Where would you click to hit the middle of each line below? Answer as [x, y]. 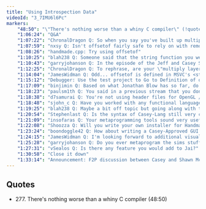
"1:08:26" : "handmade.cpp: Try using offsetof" [79, 52]
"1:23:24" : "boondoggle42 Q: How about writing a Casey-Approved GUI [108, 131]
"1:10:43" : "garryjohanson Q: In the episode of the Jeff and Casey [107, 63]
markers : [17, 23]
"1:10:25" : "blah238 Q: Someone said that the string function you [105, 57]
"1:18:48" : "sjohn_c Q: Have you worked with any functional [97, 103]
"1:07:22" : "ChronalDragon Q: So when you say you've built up [100, 40]
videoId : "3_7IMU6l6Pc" [37, 18]
